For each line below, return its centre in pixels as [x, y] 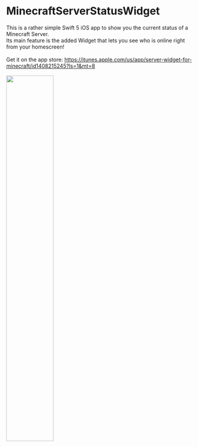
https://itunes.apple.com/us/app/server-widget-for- [128, 59]
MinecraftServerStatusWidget [83, 11]
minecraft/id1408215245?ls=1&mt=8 [51, 66]
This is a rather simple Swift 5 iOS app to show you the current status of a [97, 28]
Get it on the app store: [34, 59]
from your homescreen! [35, 47]
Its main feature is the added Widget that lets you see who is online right [96, 40]
